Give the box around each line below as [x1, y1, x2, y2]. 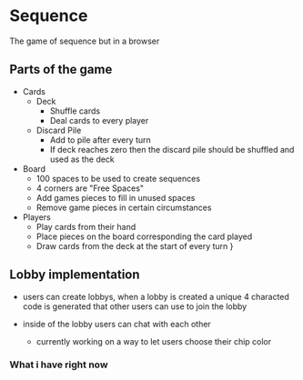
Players [22, 211, 52, 223]
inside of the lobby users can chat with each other [22, 318, 211, 329]
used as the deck [49, 154, 116, 165]
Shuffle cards [49, 105, 101, 116]
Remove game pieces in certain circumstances [35, 202, 212, 213]
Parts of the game [9, 62, 113, 77]
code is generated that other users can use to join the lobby [22, 301, 247, 312]
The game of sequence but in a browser [9, 35, 160, 46]
